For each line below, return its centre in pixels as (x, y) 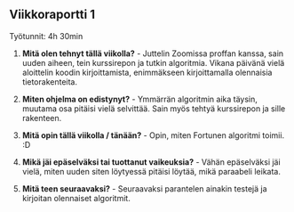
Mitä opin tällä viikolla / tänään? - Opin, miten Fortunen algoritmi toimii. (153, 135)
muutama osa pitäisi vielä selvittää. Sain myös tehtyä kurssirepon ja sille (154, 108)
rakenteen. (42, 118)
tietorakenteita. (50, 82)
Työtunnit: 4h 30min (46, 36)
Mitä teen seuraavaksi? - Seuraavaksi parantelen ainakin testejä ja (145, 188)
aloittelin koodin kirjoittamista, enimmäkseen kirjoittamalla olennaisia (147, 72)
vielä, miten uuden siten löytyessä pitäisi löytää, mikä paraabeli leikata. (151, 171)
